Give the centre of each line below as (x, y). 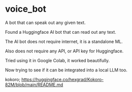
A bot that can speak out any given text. (45, 23)
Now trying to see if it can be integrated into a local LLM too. (66, 70)
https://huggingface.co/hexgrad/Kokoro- (63, 79)
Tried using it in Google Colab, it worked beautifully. (57, 60)
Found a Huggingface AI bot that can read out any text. (61, 32)
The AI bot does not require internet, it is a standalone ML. (64, 41)
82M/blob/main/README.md (34, 85)
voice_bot (26, 9)
